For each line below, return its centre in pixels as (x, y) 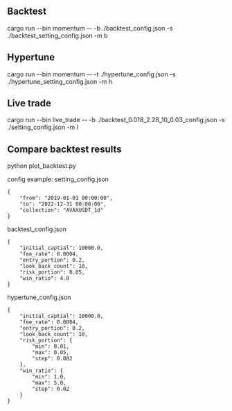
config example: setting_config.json (58, 179)
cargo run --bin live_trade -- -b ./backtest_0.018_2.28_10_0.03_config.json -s (116, 120)
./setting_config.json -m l (43, 127)
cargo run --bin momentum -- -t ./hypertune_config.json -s (91, 74)
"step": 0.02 (51, 389)
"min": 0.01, (51, 346)
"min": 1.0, (50, 377)
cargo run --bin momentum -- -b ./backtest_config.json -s (90, 28)
